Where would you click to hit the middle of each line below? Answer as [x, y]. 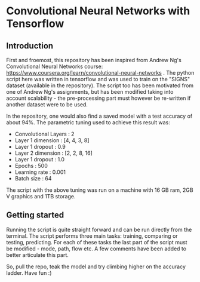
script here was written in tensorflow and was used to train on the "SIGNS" [98, 79]
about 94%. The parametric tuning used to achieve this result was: [88, 122]
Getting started [35, 215]
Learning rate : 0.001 [40, 172]
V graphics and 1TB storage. [41, 196]
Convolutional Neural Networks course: [55, 66]
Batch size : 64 [33, 178]
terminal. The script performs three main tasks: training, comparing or [92, 236]
